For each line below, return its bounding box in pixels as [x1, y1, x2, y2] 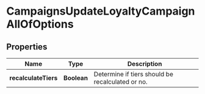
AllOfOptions [6, 17, 74, 31]
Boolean [63, 74, 88, 82]
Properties [6, 42, 48, 52]
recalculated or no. [93, 78, 148, 86]
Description [127, 60, 162, 68]
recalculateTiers [9, 74, 58, 82]
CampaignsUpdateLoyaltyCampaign [6, 4, 195, 18]
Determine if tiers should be [93, 70, 174, 78]
